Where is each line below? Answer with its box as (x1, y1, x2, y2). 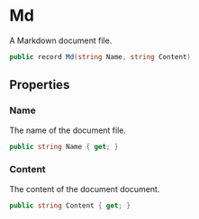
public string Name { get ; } (9, 142, 119, 151)
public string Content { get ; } (9, 201, 131, 210)
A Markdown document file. (9, 35, 113, 46)
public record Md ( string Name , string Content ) (9, 52, 192, 61)
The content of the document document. (9, 183, 160, 194)
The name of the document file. (9, 125, 126, 136)
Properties (9, 77, 70, 92)
